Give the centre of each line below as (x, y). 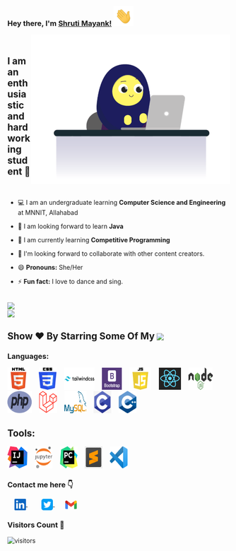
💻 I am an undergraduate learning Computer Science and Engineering (122, 203)
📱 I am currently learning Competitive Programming (94, 240)
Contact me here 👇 (40, 485)
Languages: (28, 356)
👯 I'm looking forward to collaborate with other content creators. (111, 254)
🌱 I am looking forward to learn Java (70, 226)
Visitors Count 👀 (36, 525)
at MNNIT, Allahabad (48, 213)
